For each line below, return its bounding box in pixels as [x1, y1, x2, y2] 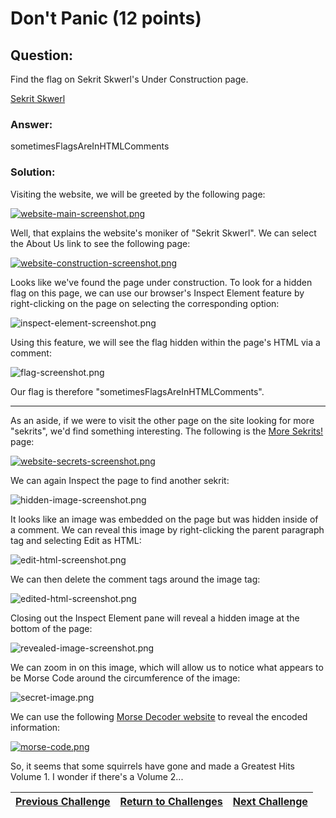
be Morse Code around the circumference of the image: [10, 672, 241, 684]
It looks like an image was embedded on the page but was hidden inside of [10, 513, 319, 525]
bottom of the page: [10, 622, 93, 634]
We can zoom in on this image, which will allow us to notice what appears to [10, 661, 324, 673]
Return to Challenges [119, 794, 223, 808]
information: [10, 721, 61, 733]
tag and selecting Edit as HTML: [10, 534, 142, 546]
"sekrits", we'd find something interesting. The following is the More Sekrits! [10, 425, 324, 437]
